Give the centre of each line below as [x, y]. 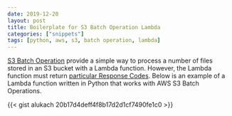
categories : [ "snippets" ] [46, 34]
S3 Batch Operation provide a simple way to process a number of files [110, 60]
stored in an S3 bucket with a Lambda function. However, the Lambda [110, 68]
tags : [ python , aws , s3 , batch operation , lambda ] [84, 41]
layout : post [27, 21]
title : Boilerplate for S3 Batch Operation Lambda [84, 27]
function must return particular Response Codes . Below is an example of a [116, 76]
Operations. [25, 91]
